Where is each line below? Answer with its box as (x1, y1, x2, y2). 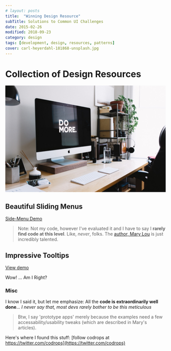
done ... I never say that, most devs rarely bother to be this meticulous (5, 304, 152, 310)
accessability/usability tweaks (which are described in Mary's (17, 319, 147, 326)
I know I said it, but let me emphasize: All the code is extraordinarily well (5, 299, 159, 305)
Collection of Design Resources (5, 68, 141, 80)
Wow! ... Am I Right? (5, 274, 47, 280)
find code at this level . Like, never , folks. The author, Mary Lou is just (17, 231, 164, 237)
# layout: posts (5, 8, 40, 13)
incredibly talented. (17, 237, 59, 243)
